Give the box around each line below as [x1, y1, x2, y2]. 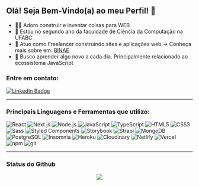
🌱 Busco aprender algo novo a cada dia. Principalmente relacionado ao [14, 53, 188, 60]
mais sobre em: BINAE [14, 47, 70, 54]
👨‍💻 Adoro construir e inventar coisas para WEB [14, 21, 130, 28]
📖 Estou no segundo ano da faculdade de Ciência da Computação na [14, 28, 184, 35]
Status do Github [6, 160, 56, 168]
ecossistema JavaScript [14, 59, 73, 66]
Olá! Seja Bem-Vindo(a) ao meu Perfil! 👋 [6, 6, 156, 16]
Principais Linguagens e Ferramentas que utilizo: [6, 107, 150, 116]
